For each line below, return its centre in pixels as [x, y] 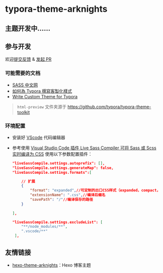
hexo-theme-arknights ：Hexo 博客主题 [52, 265]
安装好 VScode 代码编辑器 [39, 137]
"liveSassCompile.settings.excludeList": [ [57, 222]
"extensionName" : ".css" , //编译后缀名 [68, 195]
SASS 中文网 [25, 85]
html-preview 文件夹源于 [42, 107]
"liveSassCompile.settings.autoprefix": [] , [58, 163]
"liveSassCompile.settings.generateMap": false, [63, 168]
